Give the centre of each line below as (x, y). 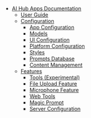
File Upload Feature (53, 84)
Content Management (56, 65)
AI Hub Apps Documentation (46, 9)
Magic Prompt (46, 102)
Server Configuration (55, 109)
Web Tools (42, 96)
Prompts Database (52, 59)
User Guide (34, 15)
